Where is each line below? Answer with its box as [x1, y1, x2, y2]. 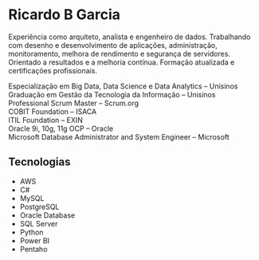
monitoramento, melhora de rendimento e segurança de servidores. [8, 49, 231, 58]
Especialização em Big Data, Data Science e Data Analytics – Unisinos [8, 81, 238, 91]
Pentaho [19, 244, 48, 254]
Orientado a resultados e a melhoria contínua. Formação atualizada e [8, 57, 235, 67]
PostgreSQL [19, 202, 60, 211]
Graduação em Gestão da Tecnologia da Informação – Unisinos [8, 89, 216, 99]
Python [19, 227, 44, 237]
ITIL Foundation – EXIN [8, 115, 84, 124]
